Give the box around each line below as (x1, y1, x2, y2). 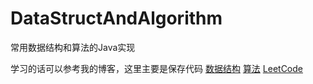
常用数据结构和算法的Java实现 (10, 41, 136, 53)
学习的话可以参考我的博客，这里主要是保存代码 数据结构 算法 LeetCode (10, 62, 303, 74)
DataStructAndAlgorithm (10, 7, 223, 30)
